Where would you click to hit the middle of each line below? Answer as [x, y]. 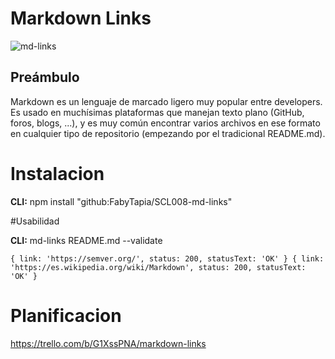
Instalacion [57, 173]
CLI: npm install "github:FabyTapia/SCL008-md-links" [121, 201]
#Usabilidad [35, 221]
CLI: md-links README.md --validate [86, 240]
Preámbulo [45, 77]
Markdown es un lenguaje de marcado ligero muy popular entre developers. [166, 101]
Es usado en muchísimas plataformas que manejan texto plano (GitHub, [157, 112]
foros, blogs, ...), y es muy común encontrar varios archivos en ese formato [165, 123]
